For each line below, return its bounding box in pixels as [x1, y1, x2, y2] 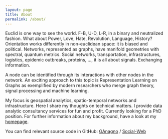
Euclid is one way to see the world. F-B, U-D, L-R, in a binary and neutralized [5, 30, 163, 36]
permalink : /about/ [5, 16, 46, 21]
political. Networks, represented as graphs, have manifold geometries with [5, 46, 159, 52]
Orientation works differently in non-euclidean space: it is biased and [5, 41, 148, 47]
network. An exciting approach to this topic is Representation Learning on [5, 77, 157, 83]
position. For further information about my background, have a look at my [5, 113, 156, 119]
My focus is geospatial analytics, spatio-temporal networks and [5, 97, 137, 103]
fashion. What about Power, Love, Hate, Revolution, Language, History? [5, 35, 152, 41]
